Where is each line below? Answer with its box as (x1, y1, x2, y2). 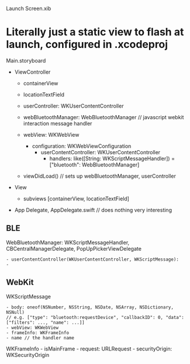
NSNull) (6, 309, 25, 315)
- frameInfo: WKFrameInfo (6, 330, 69, 335)
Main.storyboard (6, 57, 46, 64)
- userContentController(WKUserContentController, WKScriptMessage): (6, 256, 179, 262)
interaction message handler (23, 120, 92, 127)
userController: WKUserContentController (23, 102, 124, 109)
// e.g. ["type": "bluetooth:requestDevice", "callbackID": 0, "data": (6, 314, 184, 320)
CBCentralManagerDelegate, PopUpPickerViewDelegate (6, 245, 142, 252)
